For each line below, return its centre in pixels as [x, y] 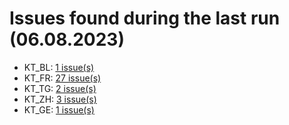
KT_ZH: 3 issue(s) [60, 99]
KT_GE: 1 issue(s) [59, 109]
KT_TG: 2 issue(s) [60, 88]
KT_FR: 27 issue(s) [62, 78]
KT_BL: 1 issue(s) [59, 67]
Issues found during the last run [145, 18]
